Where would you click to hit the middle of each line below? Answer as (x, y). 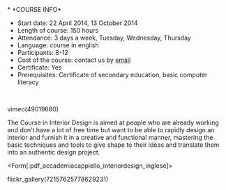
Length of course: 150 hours (58, 30)
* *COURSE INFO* (34, 9)
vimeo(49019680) (33, 109)
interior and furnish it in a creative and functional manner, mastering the (110, 137)
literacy (28, 82)
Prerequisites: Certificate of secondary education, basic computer (112, 75)
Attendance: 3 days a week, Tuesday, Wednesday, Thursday (104, 38)
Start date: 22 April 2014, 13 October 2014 (77, 23)
